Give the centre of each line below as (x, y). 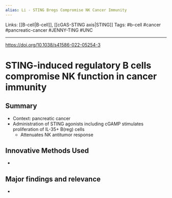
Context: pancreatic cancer (41, 118)
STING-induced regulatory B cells (78, 65)
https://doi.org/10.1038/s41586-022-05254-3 (53, 45)
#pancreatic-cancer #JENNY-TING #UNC (49, 30)
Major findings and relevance (53, 179)
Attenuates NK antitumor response (57, 135)
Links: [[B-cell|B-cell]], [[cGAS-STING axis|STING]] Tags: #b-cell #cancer (83, 25)
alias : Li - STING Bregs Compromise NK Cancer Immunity (66, 10)
